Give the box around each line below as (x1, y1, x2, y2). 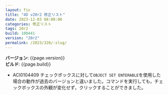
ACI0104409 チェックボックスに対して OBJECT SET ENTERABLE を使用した (12, 72, 161, 78)
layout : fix (5, 7, 30, 13)
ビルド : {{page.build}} (5, 61, 51, 67)
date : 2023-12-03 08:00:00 (5, 17, 62, 22)
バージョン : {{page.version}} (5, 55, 65, 61)
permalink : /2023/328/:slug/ (5, 40, 67, 45)
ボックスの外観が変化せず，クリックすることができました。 (21, 84, 146, 90)
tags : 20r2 (5, 26, 28, 31)
